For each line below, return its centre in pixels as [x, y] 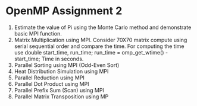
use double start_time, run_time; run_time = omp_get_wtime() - [91, 52]
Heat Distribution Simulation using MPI [61, 71]
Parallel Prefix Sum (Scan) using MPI [59, 90]
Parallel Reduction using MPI [49, 78]
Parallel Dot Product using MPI [51, 83]
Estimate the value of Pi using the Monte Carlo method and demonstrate [103, 27]
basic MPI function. [38, 33]
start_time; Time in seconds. [49, 59]
